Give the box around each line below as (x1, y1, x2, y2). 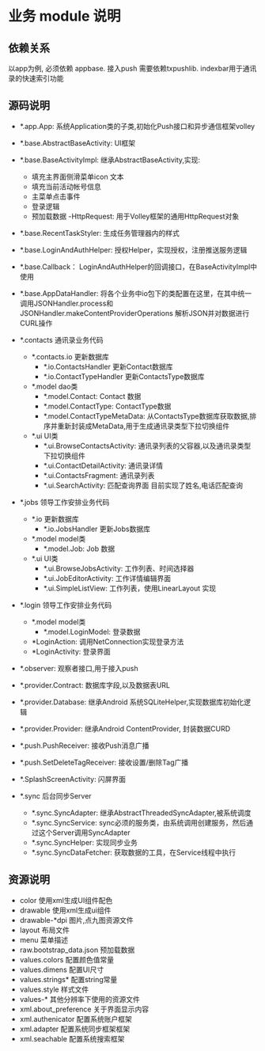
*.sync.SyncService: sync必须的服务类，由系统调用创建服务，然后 (31, 818, 247, 827)
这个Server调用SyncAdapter (38, 828, 131, 837)
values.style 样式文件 (19, 985, 89, 994)
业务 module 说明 (8, 7, 121, 25)
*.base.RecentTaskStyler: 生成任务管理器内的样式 (19, 228, 180, 237)
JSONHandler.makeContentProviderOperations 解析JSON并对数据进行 (19, 308, 250, 317)
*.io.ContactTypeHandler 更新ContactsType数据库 (43, 371, 205, 381)
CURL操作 (19, 318, 53, 328)
